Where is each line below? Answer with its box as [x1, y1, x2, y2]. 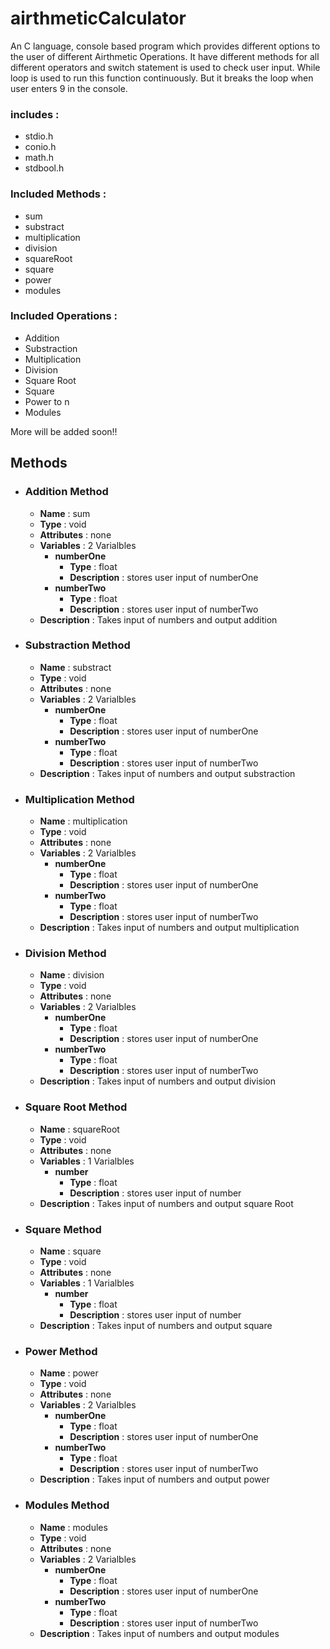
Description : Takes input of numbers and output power [39, 1473, 270, 1486]
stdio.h [24, 130, 54, 142]
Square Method [24, 1222, 102, 1236]
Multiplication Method [24, 792, 135, 806]
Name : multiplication [39, 815, 128, 827]
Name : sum [39, 507, 91, 519]
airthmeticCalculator [10, 7, 187, 30]
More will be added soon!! [10, 425, 118, 437]
